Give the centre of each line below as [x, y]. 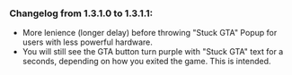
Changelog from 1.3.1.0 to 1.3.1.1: [81, 13]
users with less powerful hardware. [87, 42]
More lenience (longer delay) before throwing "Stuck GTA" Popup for [150, 33]
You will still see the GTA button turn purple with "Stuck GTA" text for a [153, 52]
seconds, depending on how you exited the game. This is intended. [146, 62]
